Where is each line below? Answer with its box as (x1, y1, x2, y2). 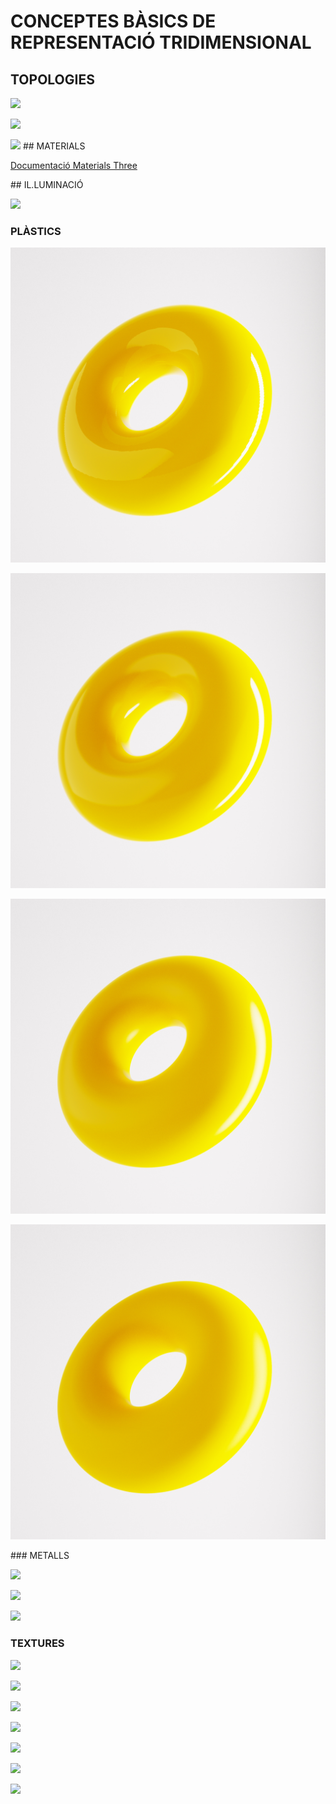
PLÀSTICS (10, 224, 62, 238)
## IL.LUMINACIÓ (10, 179, 84, 190)
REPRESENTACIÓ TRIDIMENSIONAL (10, 31, 312, 54)
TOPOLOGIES (10, 71, 95, 88)
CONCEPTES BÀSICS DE (10, 10, 217, 33)
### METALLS (10, 1550, 70, 1562)
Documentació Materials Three (10, 160, 138, 171)
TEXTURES (10, 1636, 65, 1650)
